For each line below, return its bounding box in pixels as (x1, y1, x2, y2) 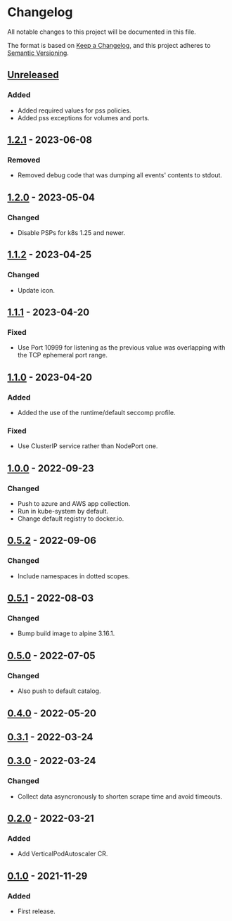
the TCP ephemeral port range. (17, 351, 108, 360)
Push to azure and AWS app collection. (17, 500, 131, 508)
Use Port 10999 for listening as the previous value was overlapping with (17, 343, 226, 352)
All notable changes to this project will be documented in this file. (7, 27, 197, 36)
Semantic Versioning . (7, 49, 69, 57)
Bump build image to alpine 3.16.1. (17, 629, 115, 637)
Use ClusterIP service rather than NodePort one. (17, 442, 158, 450)
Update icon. (17, 286, 55, 294)
